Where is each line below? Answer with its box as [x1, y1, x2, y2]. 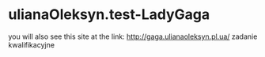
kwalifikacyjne [8, 40, 55, 49]
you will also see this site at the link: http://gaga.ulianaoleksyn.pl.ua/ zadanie [8, 32, 258, 41]
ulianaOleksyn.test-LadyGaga [8, 6, 210, 24]
